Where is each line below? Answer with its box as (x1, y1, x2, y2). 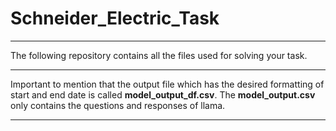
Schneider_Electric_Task (10, 7, 220, 30)
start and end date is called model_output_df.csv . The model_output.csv (10, 88, 316, 101)
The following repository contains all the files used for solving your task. (10, 49, 308, 61)
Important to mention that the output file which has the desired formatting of (10, 78, 325, 90)
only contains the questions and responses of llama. (10, 99, 226, 111)
